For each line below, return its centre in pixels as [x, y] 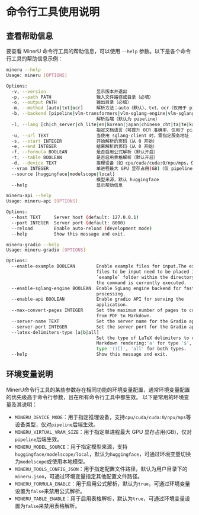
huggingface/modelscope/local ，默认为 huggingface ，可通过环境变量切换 [103, 454]
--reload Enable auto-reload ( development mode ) [82, 228]
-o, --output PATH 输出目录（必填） [72, 102]
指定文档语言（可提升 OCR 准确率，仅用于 [140, 130]
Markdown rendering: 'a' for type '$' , [144, 343]
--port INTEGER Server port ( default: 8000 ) [69, 223]
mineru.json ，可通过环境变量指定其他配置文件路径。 [79, 476]
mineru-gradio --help [33, 244]
